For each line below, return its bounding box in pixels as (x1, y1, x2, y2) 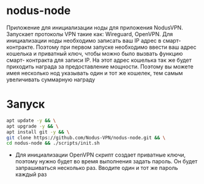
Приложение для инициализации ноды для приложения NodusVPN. (6, 24, 183, 31)
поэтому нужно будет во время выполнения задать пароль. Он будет (15, 158, 198, 165)
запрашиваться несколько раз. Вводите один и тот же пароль (15, 164, 178, 172)
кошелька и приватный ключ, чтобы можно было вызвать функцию (6, 50, 183, 57)
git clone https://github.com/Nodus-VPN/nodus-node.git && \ (6, 134, 166, 141)
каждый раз (15, 171, 47, 178)
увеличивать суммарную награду (6, 76, 96, 83)
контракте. (6, 43, 35, 51)
